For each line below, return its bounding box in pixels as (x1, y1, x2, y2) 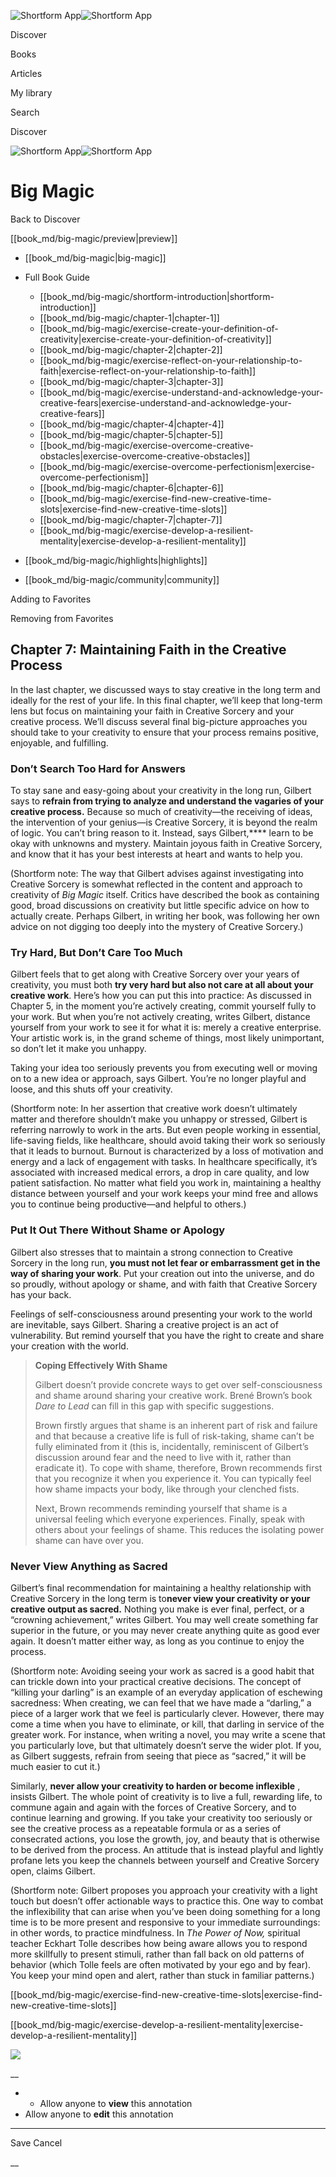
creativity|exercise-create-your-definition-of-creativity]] (39, 333, 272, 345)
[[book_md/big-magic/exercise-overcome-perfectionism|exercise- (39, 460, 315, 472)
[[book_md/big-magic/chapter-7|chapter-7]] (39, 513, 223, 525)
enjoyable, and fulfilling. (10, 736, 109, 749)
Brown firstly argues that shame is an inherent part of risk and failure (34, 1419, 318, 1431)
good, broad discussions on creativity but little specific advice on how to (10, 900, 310, 912)
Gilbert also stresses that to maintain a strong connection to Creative (10, 1246, 293, 1258)
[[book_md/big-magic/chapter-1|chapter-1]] (39, 311, 220, 324)
